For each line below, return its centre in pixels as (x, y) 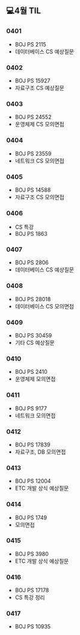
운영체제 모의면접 (35, 379)
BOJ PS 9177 (31, 408)
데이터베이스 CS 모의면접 (44, 306)
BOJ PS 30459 (33, 336)
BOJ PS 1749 (31, 517)
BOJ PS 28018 (33, 299)
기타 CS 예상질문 (35, 343)
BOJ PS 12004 (33, 481)
